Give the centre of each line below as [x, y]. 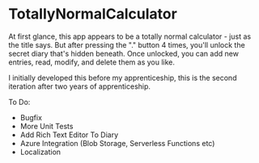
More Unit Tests [47, 126]
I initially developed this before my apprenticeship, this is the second [123, 77]
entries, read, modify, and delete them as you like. [92, 62]
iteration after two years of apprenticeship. [80, 86]
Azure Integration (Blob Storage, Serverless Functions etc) [117, 143]
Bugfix [31, 117]
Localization [40, 152]
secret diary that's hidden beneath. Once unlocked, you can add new [123, 53]
